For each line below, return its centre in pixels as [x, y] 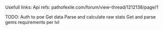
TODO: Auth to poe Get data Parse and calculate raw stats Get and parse [80, 17]
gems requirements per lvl [32, 22]
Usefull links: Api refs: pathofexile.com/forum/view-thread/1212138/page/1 [82, 7]
